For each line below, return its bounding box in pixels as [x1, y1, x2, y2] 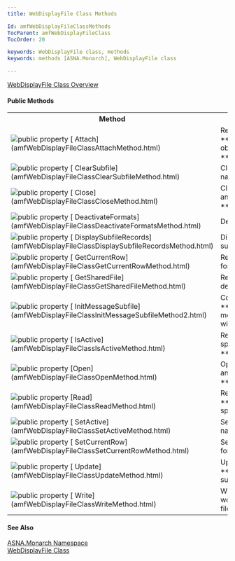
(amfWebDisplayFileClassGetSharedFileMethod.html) [10, 282, 187, 291]
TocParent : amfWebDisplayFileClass [7, 29, 111, 36]
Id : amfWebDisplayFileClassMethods [7, 22, 111, 30]
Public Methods [7, 96, 55, 105]
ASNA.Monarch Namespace [7, 539, 89, 547]
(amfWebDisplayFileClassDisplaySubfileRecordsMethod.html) [10, 241, 214, 251]
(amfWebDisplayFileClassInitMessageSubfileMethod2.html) [10, 310, 208, 320]
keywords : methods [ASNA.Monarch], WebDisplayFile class [7, 55, 177, 62]
